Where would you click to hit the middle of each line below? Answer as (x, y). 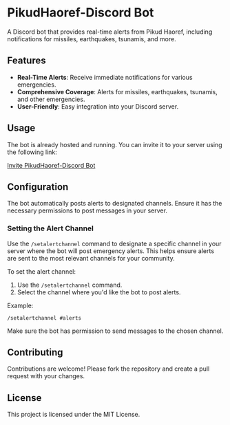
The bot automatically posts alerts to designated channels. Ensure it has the (115, 204)
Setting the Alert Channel (51, 228)
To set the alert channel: (41, 271)
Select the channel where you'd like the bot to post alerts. (99, 292)
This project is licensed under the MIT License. (74, 415)
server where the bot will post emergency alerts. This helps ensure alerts (111, 251)
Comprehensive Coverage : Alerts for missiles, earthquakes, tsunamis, (117, 91)
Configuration (38, 187)
